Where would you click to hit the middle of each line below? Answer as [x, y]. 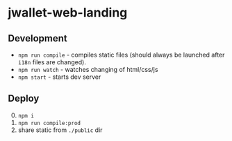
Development [38, 38]
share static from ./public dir [60, 130]
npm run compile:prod [49, 123]
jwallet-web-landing [68, 13]
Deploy [24, 98]
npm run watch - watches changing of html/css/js [88, 69]
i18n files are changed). [52, 62]
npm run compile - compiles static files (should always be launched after [121, 55]
